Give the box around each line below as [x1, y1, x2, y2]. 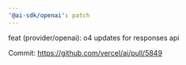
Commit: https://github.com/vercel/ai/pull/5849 [8, 48, 163, 57]
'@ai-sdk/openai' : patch [8, 11, 90, 20]
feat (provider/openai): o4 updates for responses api [8, 33, 180, 42]
